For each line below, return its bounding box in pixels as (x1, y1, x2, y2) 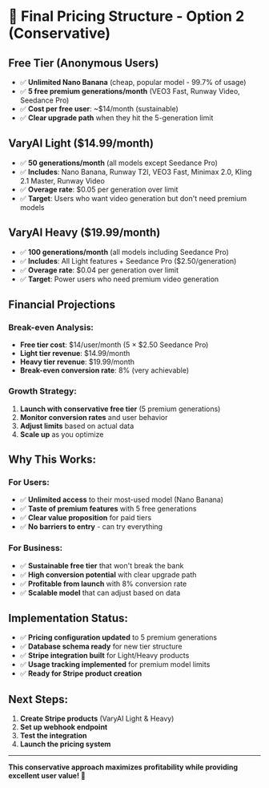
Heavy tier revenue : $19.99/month (19, 357, 134, 367)
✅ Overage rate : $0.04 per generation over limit (19, 265, 179, 275)
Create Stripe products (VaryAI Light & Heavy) (19, 713, 175, 724)
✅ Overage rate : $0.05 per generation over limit (19, 184, 179, 194)
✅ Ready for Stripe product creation (19, 669, 143, 678)
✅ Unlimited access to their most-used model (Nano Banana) (19, 495, 224, 504)
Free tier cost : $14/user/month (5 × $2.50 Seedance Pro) (19, 340, 209, 350)
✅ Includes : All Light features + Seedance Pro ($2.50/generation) (19, 256, 237, 265)
